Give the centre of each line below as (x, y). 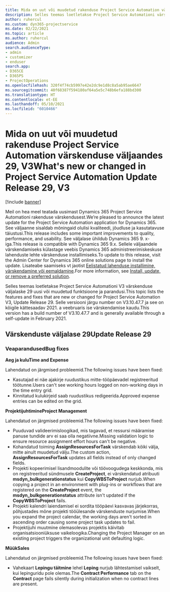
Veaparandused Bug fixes (37, 349)
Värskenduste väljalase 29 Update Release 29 (78, 334)
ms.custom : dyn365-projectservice (42, 24)
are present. (25, 584)
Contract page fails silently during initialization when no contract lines (86, 578)
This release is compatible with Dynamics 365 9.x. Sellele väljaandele (85, 244)
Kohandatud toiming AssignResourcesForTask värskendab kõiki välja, (86, 447)
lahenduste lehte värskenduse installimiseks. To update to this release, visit (83, 254)
